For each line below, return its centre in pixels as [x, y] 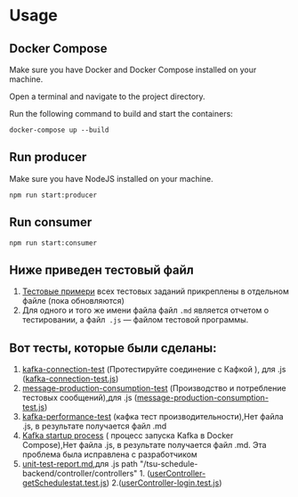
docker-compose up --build [59, 130]
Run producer [48, 157]
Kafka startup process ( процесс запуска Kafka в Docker [128, 436]
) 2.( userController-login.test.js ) [164, 483]
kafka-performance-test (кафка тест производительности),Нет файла [153, 417]
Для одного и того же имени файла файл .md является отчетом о [145, 310]
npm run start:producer [53, 195]
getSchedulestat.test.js [64, 483]
